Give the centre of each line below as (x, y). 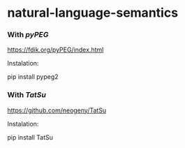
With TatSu (27, 95)
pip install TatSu (30, 137)
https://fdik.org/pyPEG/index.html (55, 50)
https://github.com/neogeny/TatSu (57, 110)
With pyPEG (28, 35)
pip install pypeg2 (33, 77)
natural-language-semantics (93, 13)
